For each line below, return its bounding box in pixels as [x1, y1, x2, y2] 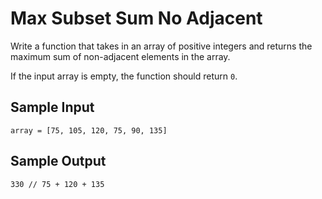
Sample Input [10, 99, 95, 116]
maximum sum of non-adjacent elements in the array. [10, 50, 231, 62]
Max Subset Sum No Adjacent [10, 7, 263, 30]
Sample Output [10, 153, 107, 170]
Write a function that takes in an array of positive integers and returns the [10, 40, 313, 52]
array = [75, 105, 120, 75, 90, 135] [10, 125, 168, 136]
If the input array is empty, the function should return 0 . [10, 70, 238, 82]
